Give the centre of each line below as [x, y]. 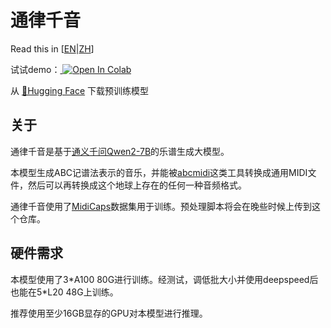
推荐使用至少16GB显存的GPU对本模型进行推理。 [109, 313]
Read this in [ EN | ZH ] [52, 48]
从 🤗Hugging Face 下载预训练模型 [80, 90]
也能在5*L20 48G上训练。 [64, 292]
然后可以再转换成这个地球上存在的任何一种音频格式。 [137, 185]
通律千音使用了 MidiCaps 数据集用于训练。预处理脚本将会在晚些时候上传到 [161, 206]
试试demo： [35, 69]
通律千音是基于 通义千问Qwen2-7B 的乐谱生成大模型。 [120, 151]
